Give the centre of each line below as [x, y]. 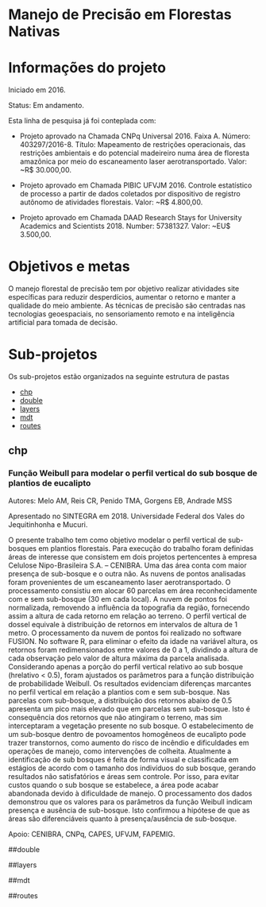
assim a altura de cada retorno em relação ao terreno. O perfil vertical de [127, 616]
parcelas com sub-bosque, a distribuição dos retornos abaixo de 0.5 [120, 700]
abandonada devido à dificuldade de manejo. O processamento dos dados [130, 793]
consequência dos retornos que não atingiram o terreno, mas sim [115, 717]
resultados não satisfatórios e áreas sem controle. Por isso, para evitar [124, 776]
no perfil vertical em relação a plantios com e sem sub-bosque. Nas [119, 692]
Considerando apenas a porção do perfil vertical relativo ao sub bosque [126, 666]
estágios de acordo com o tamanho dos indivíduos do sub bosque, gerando [132, 768]
